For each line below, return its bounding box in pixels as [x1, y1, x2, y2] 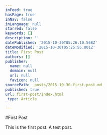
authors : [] [5, 54, 30, 59]
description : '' [5, 36, 39, 41]
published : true [5, 87, 39, 92]
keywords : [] [5, 31, 33, 36]
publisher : [5, 59, 28, 64]
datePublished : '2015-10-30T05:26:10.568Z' [5, 40, 98, 45]
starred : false [5, 26, 37, 31]
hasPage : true [5, 12, 35, 17]
